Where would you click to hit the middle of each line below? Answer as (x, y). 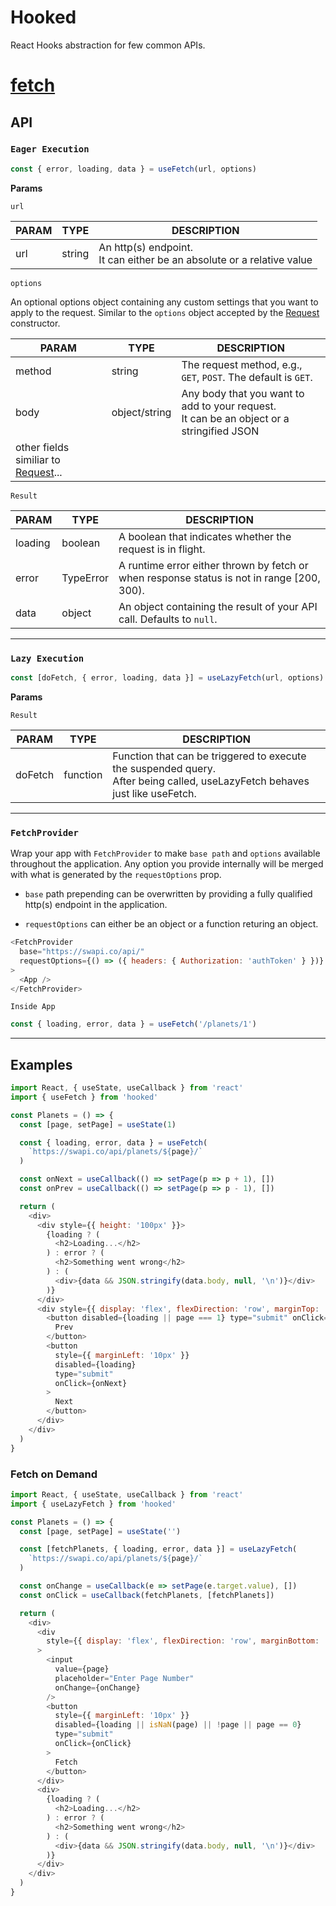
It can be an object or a (235, 418)
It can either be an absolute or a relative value (205, 259)
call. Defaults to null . (168, 619)
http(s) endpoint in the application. (96, 905)
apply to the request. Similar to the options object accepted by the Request (165, 312)
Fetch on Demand (54, 1474)
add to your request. (229, 406)
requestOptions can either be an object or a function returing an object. (171, 924)
